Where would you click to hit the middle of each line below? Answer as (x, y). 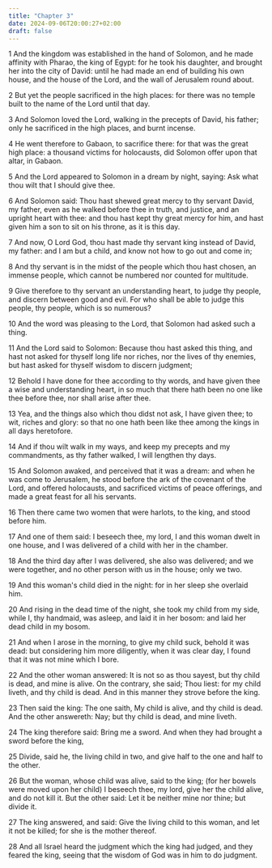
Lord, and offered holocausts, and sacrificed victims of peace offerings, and (135, 488)
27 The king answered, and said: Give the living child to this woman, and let (134, 823)
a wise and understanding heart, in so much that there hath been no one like (136, 390)
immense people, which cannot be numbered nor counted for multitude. (128, 275)
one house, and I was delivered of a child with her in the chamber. (118, 545)
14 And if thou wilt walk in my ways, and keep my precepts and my (119, 447)
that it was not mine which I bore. (64, 659)
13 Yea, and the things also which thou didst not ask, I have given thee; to (131, 414)
